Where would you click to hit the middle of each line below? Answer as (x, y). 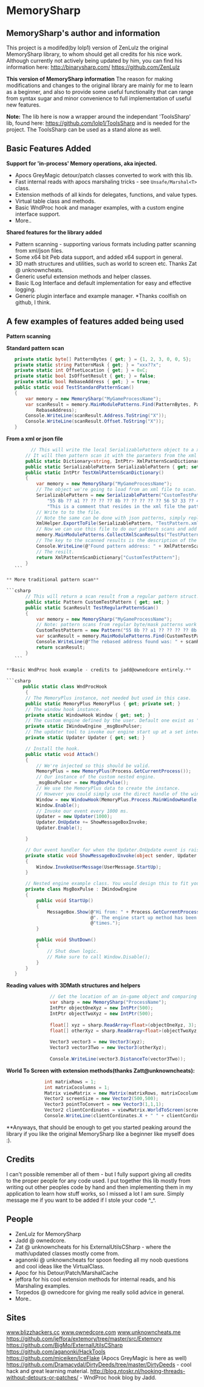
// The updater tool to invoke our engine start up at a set (104, 732)
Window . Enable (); (58, 805)
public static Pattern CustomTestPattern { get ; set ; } (97, 602)
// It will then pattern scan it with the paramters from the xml (111, 455)
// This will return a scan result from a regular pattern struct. (112, 596)
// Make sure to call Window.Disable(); (99, 957)
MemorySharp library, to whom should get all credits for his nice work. (94, 54)
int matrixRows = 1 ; (70, 1082)
